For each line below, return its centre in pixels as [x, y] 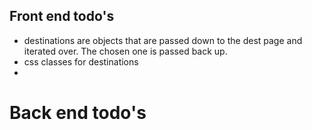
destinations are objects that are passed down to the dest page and [163, 40]
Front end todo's [62, 16]
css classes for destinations [81, 61]
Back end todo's [78, 113]
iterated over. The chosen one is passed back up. [125, 51]
